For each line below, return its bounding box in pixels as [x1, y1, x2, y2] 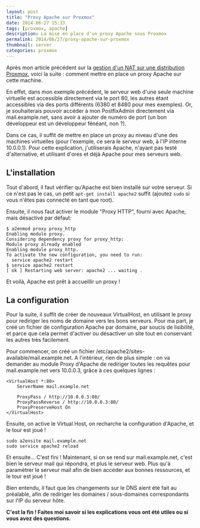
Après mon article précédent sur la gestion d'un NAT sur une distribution [6, 64, 185, 71]
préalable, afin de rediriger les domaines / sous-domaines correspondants [6, 490, 189, 498]
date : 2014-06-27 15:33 [6, 20, 66, 26]
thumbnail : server [6, 42, 52, 48]
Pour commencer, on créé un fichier [6, 348, 95, 355]
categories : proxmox [6, 48, 58, 54]
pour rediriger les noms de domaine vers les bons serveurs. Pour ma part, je [6, 317, 194, 325]
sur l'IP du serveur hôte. [6, 497, 66, 504]
